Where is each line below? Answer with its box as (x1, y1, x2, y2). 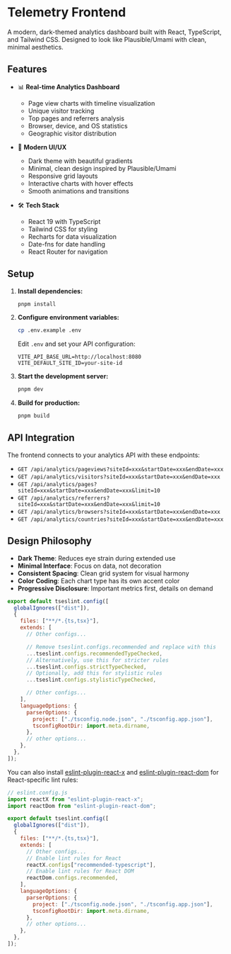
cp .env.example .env (17, 327, 81, 334)
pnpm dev (17, 386, 44, 393)
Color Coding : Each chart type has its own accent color (17, 576, 180, 585)
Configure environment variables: (17, 313, 119, 322)
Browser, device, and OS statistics (28, 121, 129, 130)
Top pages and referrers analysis (28, 114, 125, 123)
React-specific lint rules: (7, 775, 78, 784)
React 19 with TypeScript (28, 217, 101, 225)
